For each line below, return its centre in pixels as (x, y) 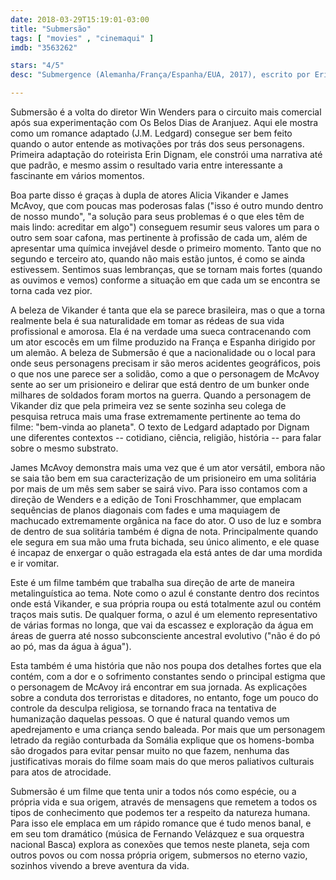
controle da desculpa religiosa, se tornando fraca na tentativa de (143, 708)
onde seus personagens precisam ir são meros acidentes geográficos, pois (165, 363)
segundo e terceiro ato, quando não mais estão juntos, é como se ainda (158, 259)
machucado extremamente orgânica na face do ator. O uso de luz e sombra (166, 520)
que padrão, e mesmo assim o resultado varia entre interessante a (146, 165)
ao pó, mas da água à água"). (71, 646)
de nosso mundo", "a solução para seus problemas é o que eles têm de (157, 216)
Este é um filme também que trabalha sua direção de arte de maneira (152, 582)
